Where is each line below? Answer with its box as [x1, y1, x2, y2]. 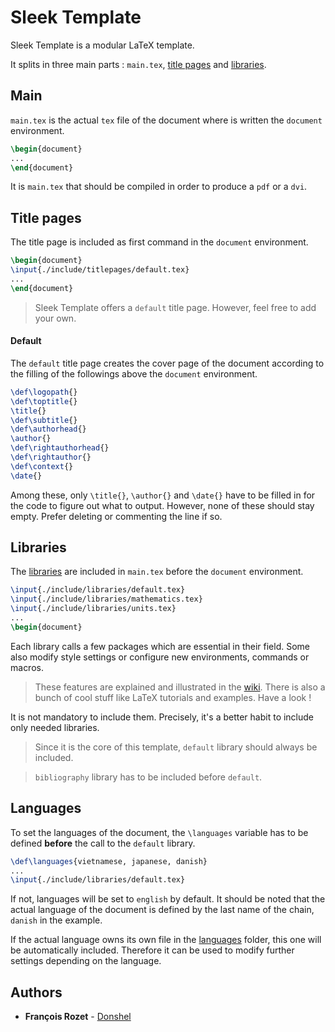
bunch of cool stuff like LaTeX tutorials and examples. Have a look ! [34, 691, 312, 703]
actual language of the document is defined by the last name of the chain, [10, 904, 315, 916]
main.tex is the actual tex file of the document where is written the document [10, 114, 323, 126]
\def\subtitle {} [10, 415, 78, 425]
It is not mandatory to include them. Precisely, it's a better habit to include [10, 711, 315, 723]
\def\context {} [10, 461, 74, 471]
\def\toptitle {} [10, 396, 78, 406]
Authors [10, 984, 63, 1001]
